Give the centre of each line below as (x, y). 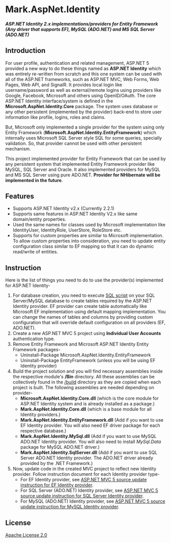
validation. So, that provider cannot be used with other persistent (74, 143)
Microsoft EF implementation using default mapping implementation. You (89, 312)
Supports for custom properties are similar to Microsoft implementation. (88, 236)
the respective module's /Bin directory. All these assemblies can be (83, 377)
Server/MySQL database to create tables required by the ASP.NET (82, 301)
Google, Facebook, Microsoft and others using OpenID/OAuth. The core (81, 95)
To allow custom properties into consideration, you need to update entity (89, 241)
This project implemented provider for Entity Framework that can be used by (86, 159)
